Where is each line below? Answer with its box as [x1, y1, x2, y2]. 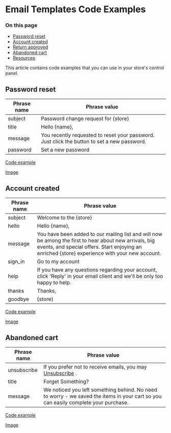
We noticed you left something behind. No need [43, 386, 158, 393]
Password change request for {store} [40, 115, 129, 122]
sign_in [8, 258, 25, 265]
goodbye [8, 295, 30, 303]
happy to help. [37, 279, 71, 286]
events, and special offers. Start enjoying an [37, 243, 142, 251]
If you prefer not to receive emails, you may [43, 363, 147, 370]
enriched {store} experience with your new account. [37, 250, 161, 257]
